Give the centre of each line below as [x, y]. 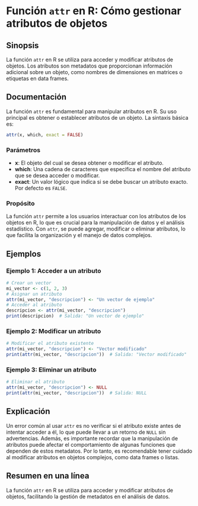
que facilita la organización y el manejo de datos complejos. [79, 235]
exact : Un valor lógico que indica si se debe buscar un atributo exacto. [101, 181]
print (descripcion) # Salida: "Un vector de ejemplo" [75, 316]
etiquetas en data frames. [38, 79]
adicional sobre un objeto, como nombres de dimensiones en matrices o [94, 72]
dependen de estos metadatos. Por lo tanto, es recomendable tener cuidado [99, 451]
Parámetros [23, 150]
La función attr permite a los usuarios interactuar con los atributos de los [96, 216]
